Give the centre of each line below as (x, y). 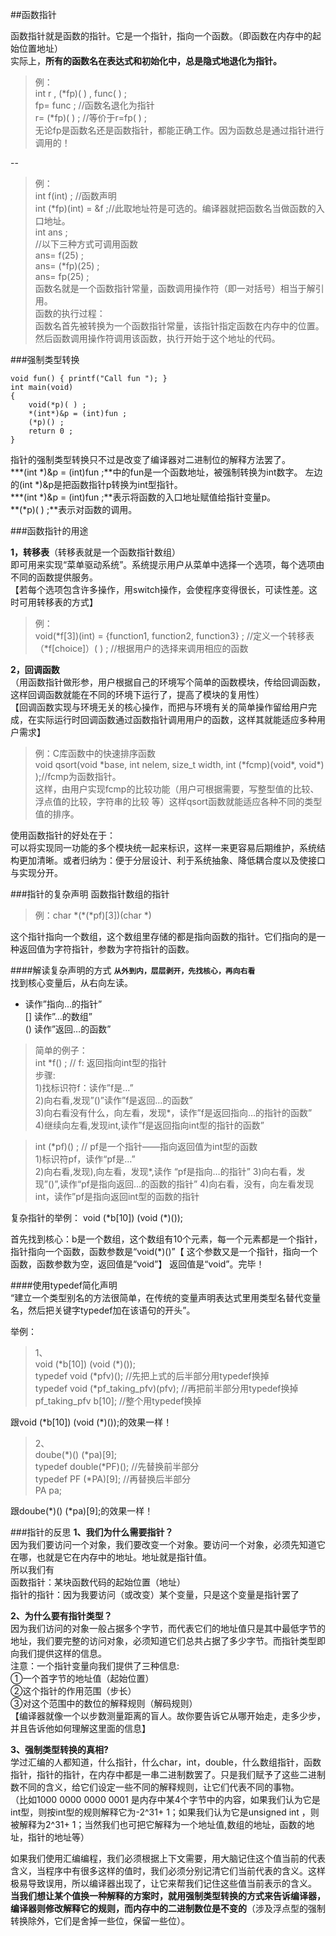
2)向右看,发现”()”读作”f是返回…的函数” (113, 1100)
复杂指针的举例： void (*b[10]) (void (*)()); (97, 1217)
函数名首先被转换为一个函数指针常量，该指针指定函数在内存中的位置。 (179, 326)
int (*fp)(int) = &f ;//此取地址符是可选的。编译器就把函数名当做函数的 (175, 208)
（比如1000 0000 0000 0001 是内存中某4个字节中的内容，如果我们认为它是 (165, 1799)
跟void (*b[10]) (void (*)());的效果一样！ (91, 1422)
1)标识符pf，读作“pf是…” (85, 1159)
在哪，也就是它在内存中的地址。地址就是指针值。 (111, 1557)
